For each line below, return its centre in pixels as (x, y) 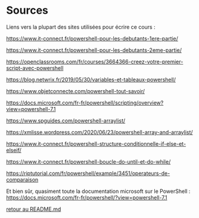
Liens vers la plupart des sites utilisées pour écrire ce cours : (81, 27)
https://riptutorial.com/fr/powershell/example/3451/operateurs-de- (88, 173)
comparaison (22, 179)
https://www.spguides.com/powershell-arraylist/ (66, 121)
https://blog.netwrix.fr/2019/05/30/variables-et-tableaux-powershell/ (91, 79)
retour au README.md (34, 209)
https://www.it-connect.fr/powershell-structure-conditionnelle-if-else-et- (96, 143)
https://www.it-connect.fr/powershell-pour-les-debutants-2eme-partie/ (94, 50)
